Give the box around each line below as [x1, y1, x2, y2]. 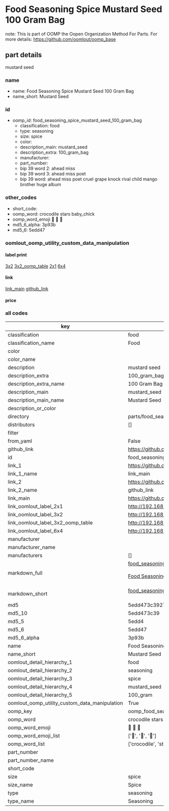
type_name [8, 797, 34, 804]
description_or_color [8, 405, 56, 412]
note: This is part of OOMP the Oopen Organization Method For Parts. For [5, 31, 157, 37]
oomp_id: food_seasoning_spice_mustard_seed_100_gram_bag [12, 117, 142, 124]
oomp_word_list [8, 740, 45, 747]
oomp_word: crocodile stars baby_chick [12, 211, 95, 217]
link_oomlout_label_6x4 [8, 527, 63, 534]
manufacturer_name [8, 544, 56, 551]
